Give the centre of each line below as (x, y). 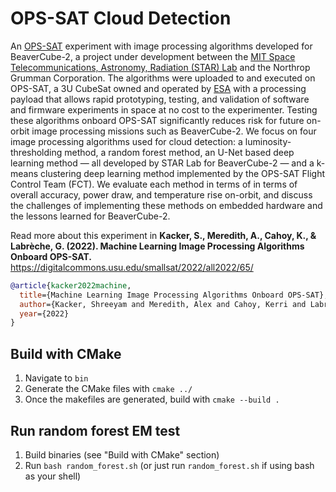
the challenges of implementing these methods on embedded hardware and (166, 205)
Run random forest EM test (95, 430)
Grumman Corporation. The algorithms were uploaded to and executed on (163, 78)
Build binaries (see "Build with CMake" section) (122, 454)
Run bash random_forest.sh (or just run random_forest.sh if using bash (169, 465)
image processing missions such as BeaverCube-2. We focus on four (174, 131)
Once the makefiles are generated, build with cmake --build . (152, 399)
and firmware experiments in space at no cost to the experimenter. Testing (164, 109)
